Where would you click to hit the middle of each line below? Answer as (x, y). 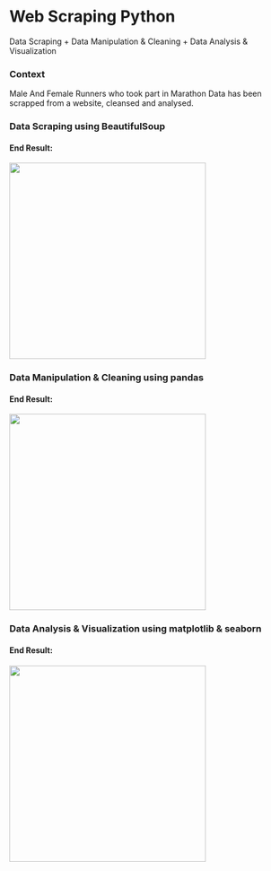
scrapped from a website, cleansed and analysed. (102, 103)
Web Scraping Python (92, 17)
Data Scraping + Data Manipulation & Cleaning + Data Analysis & (129, 41)
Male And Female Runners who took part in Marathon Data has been (135, 94)
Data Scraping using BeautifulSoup (87, 126)
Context (27, 74)
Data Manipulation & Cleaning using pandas (107, 378)
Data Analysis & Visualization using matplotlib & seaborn (135, 629)
